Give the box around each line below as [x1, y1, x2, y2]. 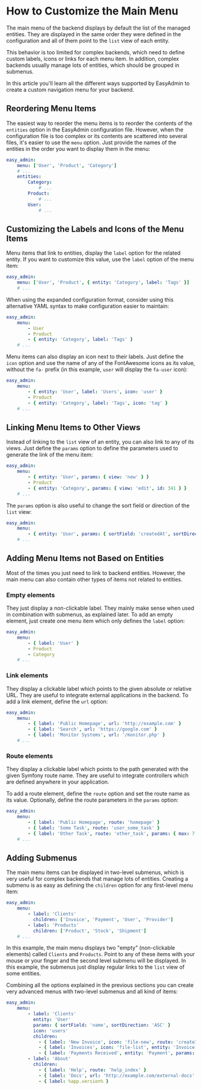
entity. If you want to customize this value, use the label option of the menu [6, 256, 194, 263]
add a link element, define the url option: [6, 698, 108, 705]
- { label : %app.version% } [38, 1078, 109, 1084]
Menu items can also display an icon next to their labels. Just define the [6, 353, 184, 360]
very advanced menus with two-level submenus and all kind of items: [6, 988, 179, 995]
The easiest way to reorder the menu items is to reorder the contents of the [6, 119, 193, 127]
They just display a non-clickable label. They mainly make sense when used [6, 604, 194, 612]
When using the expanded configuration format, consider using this [6, 296, 174, 303]
